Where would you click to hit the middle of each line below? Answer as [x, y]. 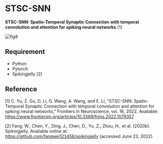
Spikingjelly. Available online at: [36, 131]
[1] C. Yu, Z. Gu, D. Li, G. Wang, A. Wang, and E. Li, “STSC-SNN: [69, 101]
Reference [21, 89]
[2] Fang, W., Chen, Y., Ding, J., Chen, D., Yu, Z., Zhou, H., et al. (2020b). [78, 126]
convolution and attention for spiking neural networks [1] [64, 27]
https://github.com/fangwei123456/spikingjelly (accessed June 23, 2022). [80, 136]
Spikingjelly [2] [27, 74]
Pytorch [20, 69]
